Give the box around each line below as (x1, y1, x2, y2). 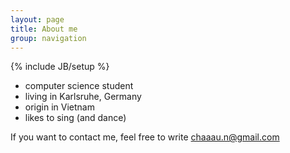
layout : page (10, 14, 65, 25)
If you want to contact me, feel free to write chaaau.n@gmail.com (10, 131, 280, 143)
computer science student (24, 80, 134, 92)
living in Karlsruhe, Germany (24, 91, 142, 103)
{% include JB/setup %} (10, 61, 110, 73)
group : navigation (10, 33, 87, 43)
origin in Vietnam (24, 101, 95, 113)
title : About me (10, 24, 78, 34)
